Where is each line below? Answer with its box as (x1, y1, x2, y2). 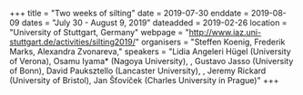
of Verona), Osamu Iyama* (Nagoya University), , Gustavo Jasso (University (9, 56, 294, 66)
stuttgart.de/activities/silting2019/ (9, 36, 136, 47)
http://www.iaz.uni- (188, 27, 262, 37)
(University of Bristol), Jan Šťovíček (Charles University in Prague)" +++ (9, 75, 279, 85)
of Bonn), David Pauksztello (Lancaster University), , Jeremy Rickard (9, 65, 267, 76)
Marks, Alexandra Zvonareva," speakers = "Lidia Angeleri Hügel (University (9, 46, 291, 57)
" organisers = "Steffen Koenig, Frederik (135, 36, 286, 47)
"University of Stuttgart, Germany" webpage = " (9, 27, 189, 37)
